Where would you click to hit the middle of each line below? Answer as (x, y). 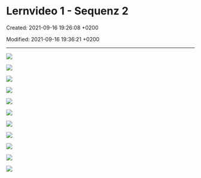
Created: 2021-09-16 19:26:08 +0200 (52, 28)
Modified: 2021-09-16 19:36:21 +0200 (53, 39)
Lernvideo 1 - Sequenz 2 (67, 11)
